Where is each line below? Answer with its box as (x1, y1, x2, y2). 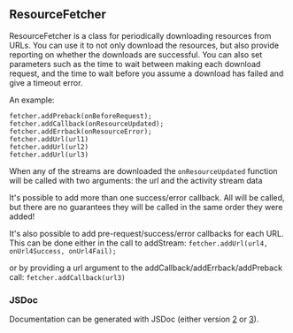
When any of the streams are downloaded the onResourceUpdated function (9, 165, 278, 176)
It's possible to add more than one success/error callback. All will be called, (9, 192, 285, 202)
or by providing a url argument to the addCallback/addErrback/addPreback (9, 262, 283, 273)
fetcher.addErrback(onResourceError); (9, 127, 152, 136)
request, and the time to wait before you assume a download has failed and (9, 68, 284, 79)
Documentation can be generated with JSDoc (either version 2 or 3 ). (9, 314, 259, 325)
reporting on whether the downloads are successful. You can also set (9, 49, 263, 60)
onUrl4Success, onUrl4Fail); (9, 246, 117, 255)
